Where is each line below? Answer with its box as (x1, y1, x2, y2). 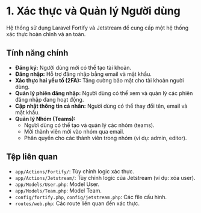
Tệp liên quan (6, 152, 58, 162)
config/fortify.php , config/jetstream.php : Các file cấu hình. (14, 193, 167, 200)
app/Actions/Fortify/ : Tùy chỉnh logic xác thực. (14, 167, 134, 175)
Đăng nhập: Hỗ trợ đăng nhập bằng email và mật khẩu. (14, 70, 152, 78)
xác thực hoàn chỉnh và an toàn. (6, 30, 86, 37)
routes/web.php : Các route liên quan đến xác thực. (14, 200, 140, 207)
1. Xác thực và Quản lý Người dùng (6, 4, 181, 18)
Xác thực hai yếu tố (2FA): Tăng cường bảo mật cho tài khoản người (14, 76, 184, 84)
